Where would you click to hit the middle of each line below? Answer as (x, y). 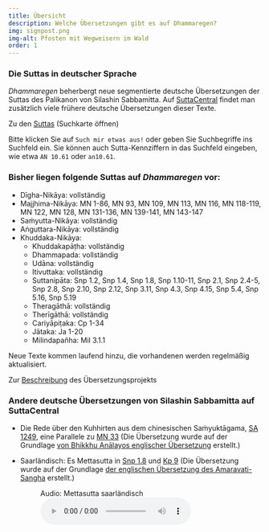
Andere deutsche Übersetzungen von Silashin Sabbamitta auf (132, 400)
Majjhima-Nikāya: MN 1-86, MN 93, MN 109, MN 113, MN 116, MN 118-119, (141, 203)
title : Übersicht (37, 16)
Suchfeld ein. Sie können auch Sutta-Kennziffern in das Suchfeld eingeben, (133, 148)
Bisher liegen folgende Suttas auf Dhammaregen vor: (114, 178)
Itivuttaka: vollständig (67, 272)
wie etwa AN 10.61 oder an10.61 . (62, 157)
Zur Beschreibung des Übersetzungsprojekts (83, 379)
